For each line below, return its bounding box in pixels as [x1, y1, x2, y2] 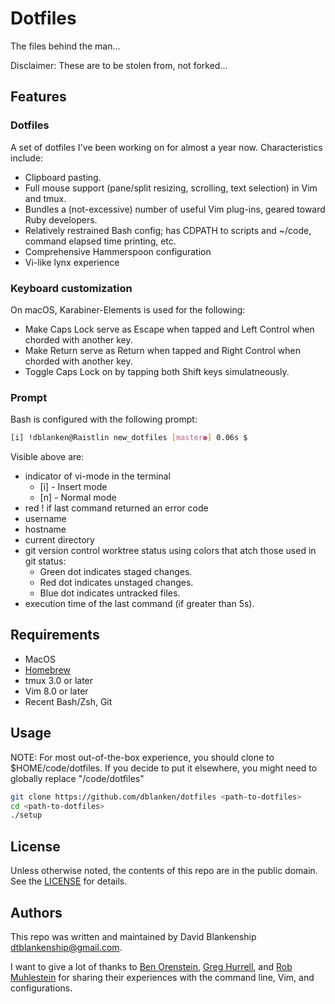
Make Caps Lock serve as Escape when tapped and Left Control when [24, 323, 315, 335]
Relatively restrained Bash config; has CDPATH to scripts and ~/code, [24, 224, 312, 236]
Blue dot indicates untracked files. [39, 587, 181, 599]
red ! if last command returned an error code [24, 502, 209, 514]
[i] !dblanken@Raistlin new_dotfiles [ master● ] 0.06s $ [10, 433, 248, 443]
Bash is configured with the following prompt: [10, 413, 198, 426]
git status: [24, 555, 67, 567]
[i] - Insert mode [39, 481, 108, 493]
